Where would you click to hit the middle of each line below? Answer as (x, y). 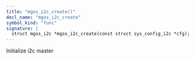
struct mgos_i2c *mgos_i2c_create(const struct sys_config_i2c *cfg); (101, 34)
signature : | (22, 28)
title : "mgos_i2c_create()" (41, 12)
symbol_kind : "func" (32, 23)
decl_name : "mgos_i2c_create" (44, 17)
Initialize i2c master (30, 51)
